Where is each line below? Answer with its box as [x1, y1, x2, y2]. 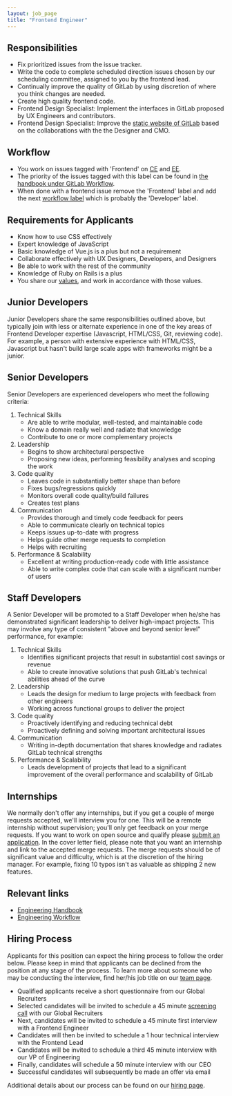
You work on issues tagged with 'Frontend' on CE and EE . [17, 165, 182, 173]
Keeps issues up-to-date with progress [27, 528, 139, 536]
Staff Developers [7, 592, 81, 604]
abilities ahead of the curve [27, 675, 106, 684]
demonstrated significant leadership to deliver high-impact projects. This [7, 617, 215, 626]
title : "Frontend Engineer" [7, 17, 88, 23]
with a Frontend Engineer [17, 1023, 89, 1032]
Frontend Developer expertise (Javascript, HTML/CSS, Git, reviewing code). [7, 329, 223, 338]
